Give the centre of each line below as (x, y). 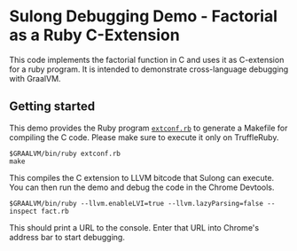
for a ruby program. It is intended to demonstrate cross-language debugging (149, 69)
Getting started (52, 107)
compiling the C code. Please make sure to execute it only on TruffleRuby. (144, 137)
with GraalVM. (35, 78)
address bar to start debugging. (67, 237)
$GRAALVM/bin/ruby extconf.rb (65, 153)
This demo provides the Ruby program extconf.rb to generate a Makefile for (148, 128)
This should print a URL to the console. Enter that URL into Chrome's (134, 227)
